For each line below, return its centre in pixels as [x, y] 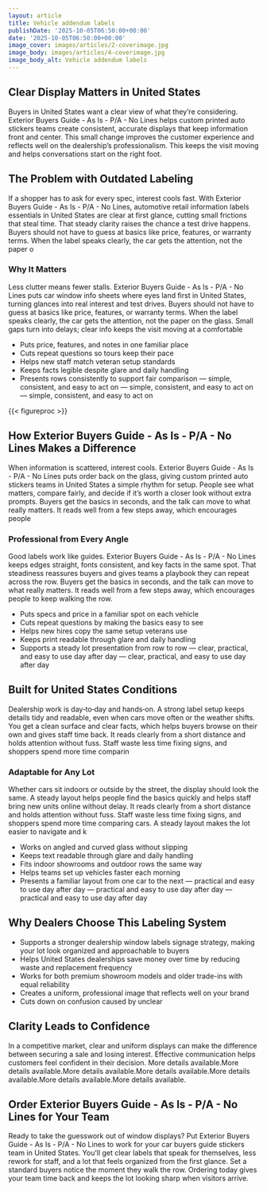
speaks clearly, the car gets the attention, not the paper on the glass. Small [131, 320]
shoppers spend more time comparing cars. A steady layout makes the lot [129, 823]
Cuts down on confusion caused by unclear [91, 1001]
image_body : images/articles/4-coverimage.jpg [87, 53]
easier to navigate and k [48, 832]
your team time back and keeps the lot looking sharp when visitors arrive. [128, 1178]
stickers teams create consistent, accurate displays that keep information [128, 128]
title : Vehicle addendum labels [62, 23]
